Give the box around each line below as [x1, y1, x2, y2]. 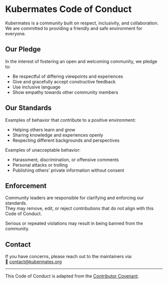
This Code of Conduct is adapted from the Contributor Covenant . [5, 273, 139, 279]
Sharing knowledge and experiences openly [12, 132, 103, 138]
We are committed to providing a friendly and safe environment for [5, 25, 142, 31]
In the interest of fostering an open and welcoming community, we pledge [5, 58, 157, 64]
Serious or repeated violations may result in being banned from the [5, 221, 143, 227]
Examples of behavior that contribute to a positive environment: [5, 117, 136, 123]
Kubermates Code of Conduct [5, 3, 132, 15]
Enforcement [5, 181, 46, 190]
